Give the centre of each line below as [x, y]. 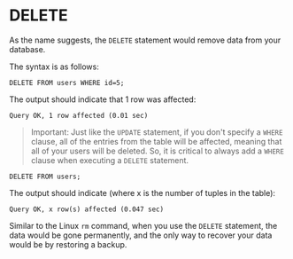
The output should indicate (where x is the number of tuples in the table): [143, 192]
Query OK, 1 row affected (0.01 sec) [79, 115]
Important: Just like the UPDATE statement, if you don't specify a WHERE [157, 132]
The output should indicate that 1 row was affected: [103, 99]
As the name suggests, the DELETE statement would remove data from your [145, 40]
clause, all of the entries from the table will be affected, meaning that [156, 141]
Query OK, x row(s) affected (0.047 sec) [87, 209]
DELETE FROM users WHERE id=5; [67, 82]
